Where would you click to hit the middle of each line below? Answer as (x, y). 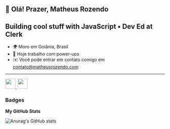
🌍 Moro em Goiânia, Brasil (40, 47)
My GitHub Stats (23, 111)
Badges (15, 100)
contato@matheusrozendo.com (45, 67)
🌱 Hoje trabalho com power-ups (46, 54)
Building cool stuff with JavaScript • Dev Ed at (79, 26)
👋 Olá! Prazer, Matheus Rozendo (57, 9)
